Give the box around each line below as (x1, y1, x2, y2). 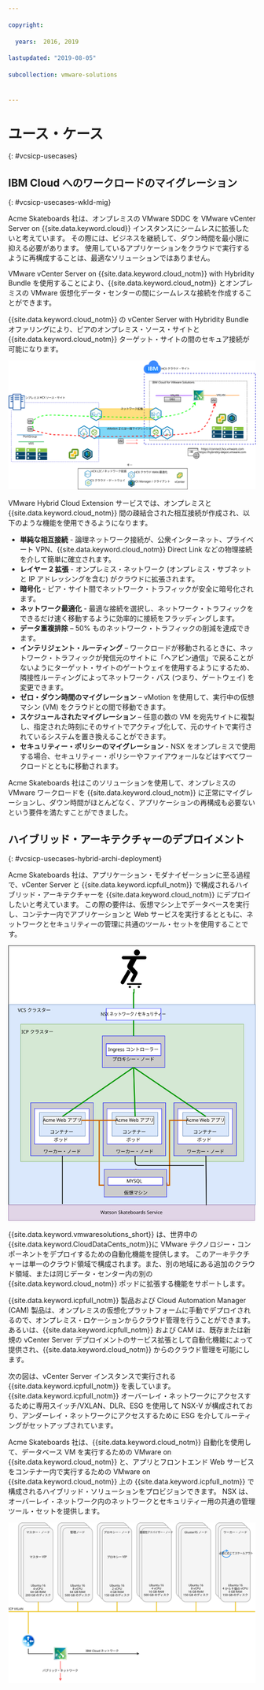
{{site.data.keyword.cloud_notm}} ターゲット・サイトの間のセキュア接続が (8, 335, 250, 344)
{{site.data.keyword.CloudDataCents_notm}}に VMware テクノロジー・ (8, 1239, 238, 1249)
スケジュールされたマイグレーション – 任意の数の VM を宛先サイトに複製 (19, 711, 255, 721)
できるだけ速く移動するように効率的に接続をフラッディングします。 (19, 613, 240, 622)
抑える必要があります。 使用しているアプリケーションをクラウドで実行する (8, 243, 250, 253)
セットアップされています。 (28, 1421, 118, 1430)
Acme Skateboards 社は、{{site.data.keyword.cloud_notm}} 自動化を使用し (8, 1437, 251, 1447)
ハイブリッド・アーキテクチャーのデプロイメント (8, 832, 245, 846)
